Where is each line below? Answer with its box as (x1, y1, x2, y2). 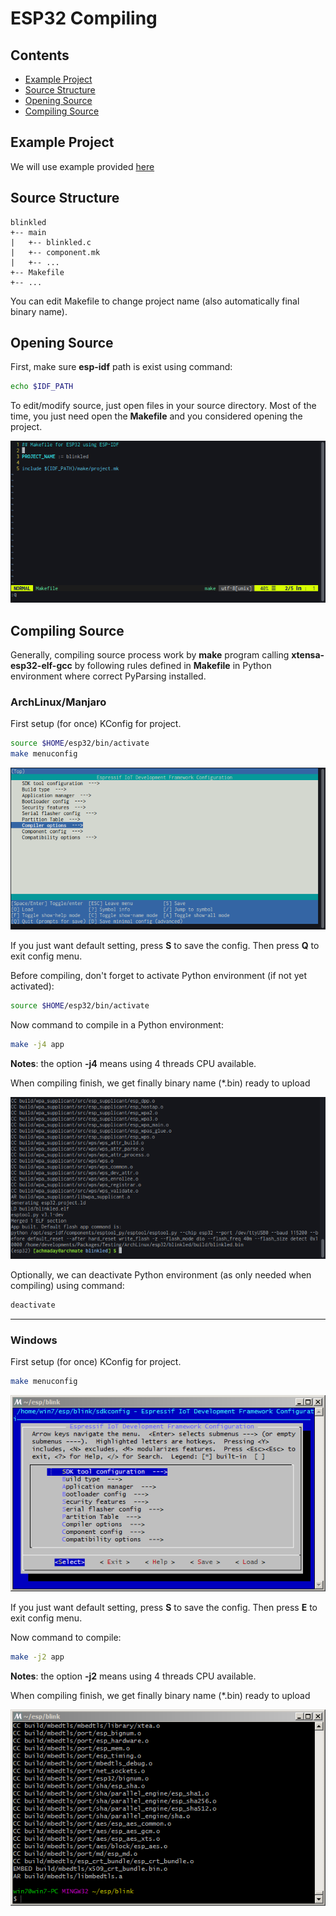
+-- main (10, 227, 47, 237)
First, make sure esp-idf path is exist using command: (10, 361, 233, 373)
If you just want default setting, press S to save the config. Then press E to (10, 1601, 318, 1613)
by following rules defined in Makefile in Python (74, 660, 272, 672)
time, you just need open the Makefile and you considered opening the (10, 410, 303, 422)
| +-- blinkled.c (10, 237, 92, 247)
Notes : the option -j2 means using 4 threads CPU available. (10, 1670, 257, 1682)
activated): (10, 980, 55, 992)
